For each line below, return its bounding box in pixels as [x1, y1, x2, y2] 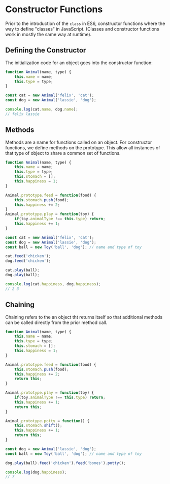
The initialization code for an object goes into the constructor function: [5, 60, 153, 66]
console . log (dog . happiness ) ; [5, 470, 67, 475]
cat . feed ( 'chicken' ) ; [5, 254, 51, 259]
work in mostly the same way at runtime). [5, 31, 92, 37]
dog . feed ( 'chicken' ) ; [5, 258, 51, 263]
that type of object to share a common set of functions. [5, 150, 121, 156]
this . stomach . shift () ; [14, 423, 62, 428]
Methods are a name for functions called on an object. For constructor [5, 139, 152, 145]
